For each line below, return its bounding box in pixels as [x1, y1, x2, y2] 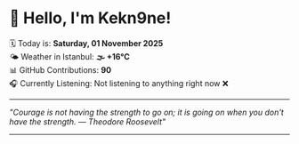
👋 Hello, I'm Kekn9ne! [9, 8, 172, 28]
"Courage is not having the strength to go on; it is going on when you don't [9, 107, 285, 117]
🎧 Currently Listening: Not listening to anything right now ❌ [9, 77, 229, 88]
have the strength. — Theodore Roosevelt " [9, 116, 166, 127]
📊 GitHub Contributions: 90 [9, 64, 112, 75]
